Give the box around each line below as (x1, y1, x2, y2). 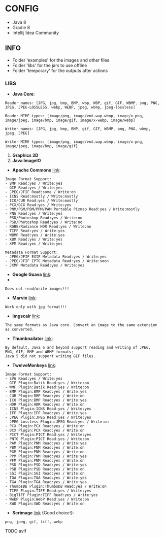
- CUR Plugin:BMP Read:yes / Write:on (5, 394, 85, 399)
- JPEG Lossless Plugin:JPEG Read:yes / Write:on (5, 419, 109, 424)
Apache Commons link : (12, 167, 61, 173)
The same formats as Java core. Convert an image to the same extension (5, 323, 158, 328)
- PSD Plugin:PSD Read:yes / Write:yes (5, 463, 87, 468)
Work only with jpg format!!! (5, 304, 67, 309)
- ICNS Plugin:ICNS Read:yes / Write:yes (5, 406, 92, 411)
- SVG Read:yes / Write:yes (5, 376, 63, 381)
